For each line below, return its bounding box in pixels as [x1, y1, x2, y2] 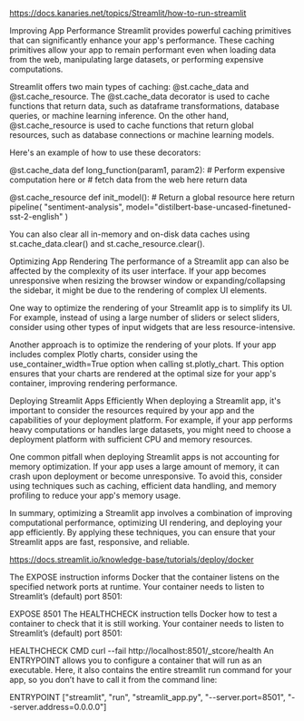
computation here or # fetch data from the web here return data [9, 174, 248, 185]
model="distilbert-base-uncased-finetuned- [125, 201, 292, 212]
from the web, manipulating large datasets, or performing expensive [9, 54, 264, 64]
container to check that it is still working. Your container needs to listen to [9, 619, 284, 628]
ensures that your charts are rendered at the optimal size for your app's [9, 368, 277, 379]
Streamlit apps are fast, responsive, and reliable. [9, 537, 191, 547]
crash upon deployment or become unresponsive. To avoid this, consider [9, 471, 283, 482]
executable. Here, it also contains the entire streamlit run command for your [9, 665, 292, 675]
